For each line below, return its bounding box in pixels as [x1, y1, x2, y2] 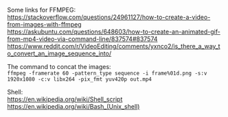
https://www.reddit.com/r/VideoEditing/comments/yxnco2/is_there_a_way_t [7, 42, 221, 50]
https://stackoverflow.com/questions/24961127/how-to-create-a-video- [7, 13, 211, 21]
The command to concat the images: [7, 63, 111, 70]
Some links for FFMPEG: [7, 6, 76, 14]
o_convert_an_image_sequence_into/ [7, 49, 112, 57]
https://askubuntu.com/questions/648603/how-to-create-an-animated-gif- [7, 27, 221, 36]
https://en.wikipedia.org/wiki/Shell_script [7, 95, 123, 103]
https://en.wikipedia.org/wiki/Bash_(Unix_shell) [7, 103, 140, 110]
